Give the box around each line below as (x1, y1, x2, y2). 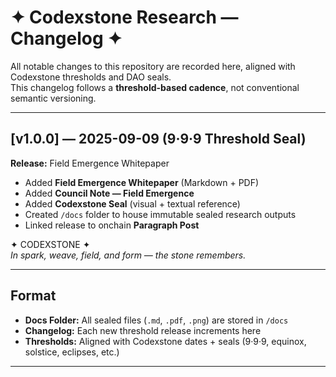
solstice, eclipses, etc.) (24, 346, 120, 358)
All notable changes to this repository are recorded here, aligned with (10, 60, 296, 72)
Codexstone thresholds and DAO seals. (10, 71, 172, 83)
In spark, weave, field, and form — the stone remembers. (10, 249, 247, 261)
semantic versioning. (10, 92, 97, 104)
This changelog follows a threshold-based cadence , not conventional (10, 81, 300, 93)
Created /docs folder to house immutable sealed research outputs (24, 208, 297, 220)
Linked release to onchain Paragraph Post (24, 219, 200, 231)
